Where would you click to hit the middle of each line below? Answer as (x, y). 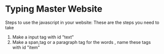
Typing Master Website (54, 9)
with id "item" (26, 47)
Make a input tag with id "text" (43, 37)
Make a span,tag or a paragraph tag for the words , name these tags (82, 42)
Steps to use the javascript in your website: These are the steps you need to (82, 22)
